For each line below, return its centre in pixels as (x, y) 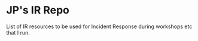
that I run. (18, 32)
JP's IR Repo (38, 10)
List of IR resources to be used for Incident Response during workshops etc (99, 26)
